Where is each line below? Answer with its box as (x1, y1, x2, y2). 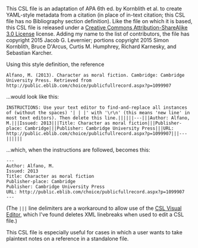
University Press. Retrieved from (6, 77, 92, 83)
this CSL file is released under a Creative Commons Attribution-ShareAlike (6, 24, 188, 31)
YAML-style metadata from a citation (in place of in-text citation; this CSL (6, 11, 186, 18)
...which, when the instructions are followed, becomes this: (6, 146, 150, 153)
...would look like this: (6, 93, 59, 100)
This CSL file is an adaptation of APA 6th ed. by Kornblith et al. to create (6, 5, 183, 12)
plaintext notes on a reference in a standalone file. (6, 235, 129, 242)
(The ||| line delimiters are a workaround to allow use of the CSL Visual (6, 205, 182, 212)
